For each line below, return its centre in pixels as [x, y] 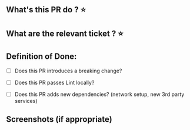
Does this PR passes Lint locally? [54, 82]
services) [26, 101]
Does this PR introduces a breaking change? [68, 71]
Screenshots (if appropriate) [59, 119]
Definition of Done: [41, 57]
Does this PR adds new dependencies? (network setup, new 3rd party [99, 94]
